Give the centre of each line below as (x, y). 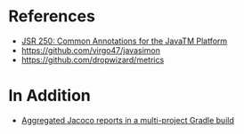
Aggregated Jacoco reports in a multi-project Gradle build (128, 120)
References (52, 16)
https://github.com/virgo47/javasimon (91, 50)
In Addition (49, 96)
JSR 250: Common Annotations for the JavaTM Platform (124, 41)
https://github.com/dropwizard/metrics (93, 59)
